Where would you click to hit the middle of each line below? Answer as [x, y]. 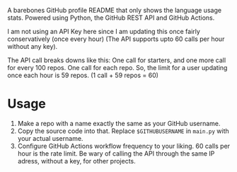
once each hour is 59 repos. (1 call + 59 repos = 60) [83, 75]
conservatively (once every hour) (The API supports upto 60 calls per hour [116, 39]
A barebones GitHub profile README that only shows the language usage [114, 10]
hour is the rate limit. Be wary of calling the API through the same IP [116, 153]
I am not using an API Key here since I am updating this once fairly [104, 31]
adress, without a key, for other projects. [76, 161]
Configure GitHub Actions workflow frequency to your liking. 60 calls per [124, 146]
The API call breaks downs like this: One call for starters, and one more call [117, 60]
